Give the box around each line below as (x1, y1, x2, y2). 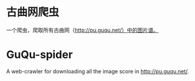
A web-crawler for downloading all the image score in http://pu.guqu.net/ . (6, 67, 190, 75)
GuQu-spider (6, 48, 73, 62)
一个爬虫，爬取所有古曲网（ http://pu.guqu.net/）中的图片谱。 (6, 26, 159, 34)
